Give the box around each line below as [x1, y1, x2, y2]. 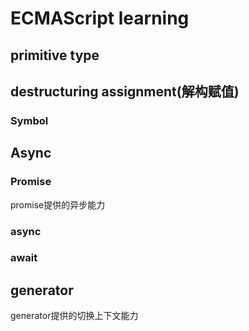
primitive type [10, 47, 100, 64]
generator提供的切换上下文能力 [10, 310, 139, 322]
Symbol [10, 113, 49, 127]
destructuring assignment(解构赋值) [10, 83, 240, 100]
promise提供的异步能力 [10, 198, 106, 211]
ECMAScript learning [10, 7, 190, 30]
